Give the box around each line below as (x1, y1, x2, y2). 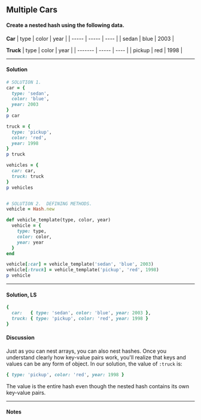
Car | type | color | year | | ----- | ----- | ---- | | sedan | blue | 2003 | (6, 35, 175, 42)
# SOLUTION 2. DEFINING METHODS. (6, 200, 93, 206)
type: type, (17, 228, 47, 235)
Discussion (6, 334, 35, 341)
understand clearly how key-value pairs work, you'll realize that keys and (6, 353, 187, 361)
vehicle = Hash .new (6, 206, 55, 212)
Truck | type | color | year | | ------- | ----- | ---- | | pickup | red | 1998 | (6, 46, 182, 53)
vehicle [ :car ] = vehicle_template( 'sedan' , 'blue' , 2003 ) (6, 261, 154, 268)
